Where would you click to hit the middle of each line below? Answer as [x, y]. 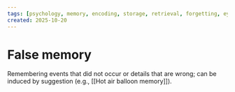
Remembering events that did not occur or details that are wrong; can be [112, 74]
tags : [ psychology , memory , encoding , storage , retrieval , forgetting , [114, 14]
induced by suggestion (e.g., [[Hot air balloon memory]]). [90, 82]
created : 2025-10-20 [37, 20]
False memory [50, 55]
